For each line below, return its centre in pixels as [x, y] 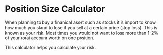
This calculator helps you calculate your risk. [51, 47]
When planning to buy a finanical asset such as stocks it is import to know [81, 22]
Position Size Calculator [55, 9]
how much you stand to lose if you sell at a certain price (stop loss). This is [81, 27]
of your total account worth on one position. [50, 38]
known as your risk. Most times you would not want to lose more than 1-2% [81, 33]
